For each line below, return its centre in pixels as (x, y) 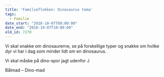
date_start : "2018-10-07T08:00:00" (41, 23)
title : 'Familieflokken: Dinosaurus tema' (49, 10)
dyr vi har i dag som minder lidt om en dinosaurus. (56, 51)
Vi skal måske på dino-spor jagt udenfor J (47, 61)
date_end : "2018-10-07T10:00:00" (39, 28)
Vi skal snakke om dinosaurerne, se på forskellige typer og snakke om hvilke (82, 46)
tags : (11, 14)
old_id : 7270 (18, 32)
